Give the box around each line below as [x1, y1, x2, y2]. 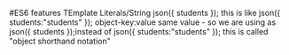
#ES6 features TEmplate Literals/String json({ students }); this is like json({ [9, 8, 281, 18]
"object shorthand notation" [9, 35, 111, 46]
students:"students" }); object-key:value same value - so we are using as [9, 17, 277, 27]
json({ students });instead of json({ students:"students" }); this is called [9, 27, 269, 36]
